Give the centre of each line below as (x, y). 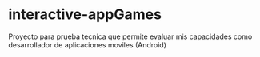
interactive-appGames (85, 15)
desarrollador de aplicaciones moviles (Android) (87, 44)
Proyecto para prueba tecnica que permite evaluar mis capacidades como (130, 36)
